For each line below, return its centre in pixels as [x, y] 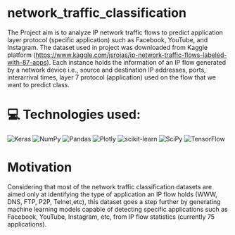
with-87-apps [27, 62]
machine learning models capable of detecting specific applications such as [118, 209]
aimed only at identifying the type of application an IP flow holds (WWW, [112, 194]
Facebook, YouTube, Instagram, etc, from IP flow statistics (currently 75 [111, 217]
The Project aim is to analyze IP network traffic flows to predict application [115, 32]
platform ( [22, 55]
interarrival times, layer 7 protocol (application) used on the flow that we [112, 77]
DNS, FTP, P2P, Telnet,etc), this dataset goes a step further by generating [114, 201]
